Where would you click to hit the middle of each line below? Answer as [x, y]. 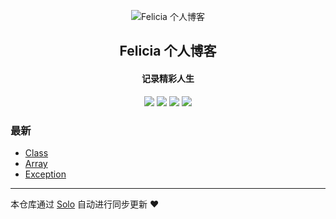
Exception [45, 174]
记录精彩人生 [168, 78]
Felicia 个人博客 [168, 51]
